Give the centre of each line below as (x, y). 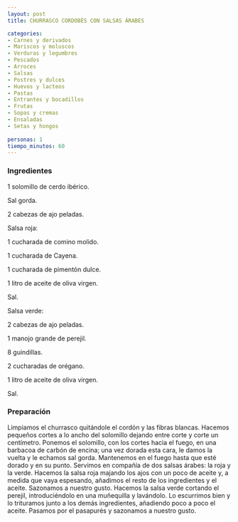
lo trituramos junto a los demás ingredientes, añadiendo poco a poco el (111, 503)
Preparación (29, 412)
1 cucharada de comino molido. (53, 241)
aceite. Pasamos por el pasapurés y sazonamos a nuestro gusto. (102, 511)
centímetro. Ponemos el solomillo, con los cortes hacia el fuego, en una (112, 442)
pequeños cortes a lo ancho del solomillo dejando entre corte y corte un (113, 434)
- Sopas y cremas (33, 113)
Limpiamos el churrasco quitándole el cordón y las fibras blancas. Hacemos (118, 427)
